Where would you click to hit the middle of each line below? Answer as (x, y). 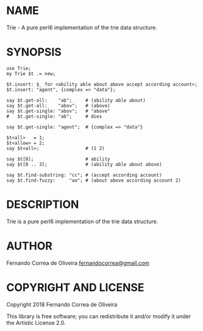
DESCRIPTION (43, 205)
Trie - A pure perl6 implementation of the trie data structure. (82, 27)
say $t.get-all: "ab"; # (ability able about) (76, 100)
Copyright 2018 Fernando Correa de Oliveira (62, 304)
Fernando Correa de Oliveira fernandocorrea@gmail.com (78, 263)
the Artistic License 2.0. (36, 322)
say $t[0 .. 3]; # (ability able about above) (84, 164)
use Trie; (19, 68)
